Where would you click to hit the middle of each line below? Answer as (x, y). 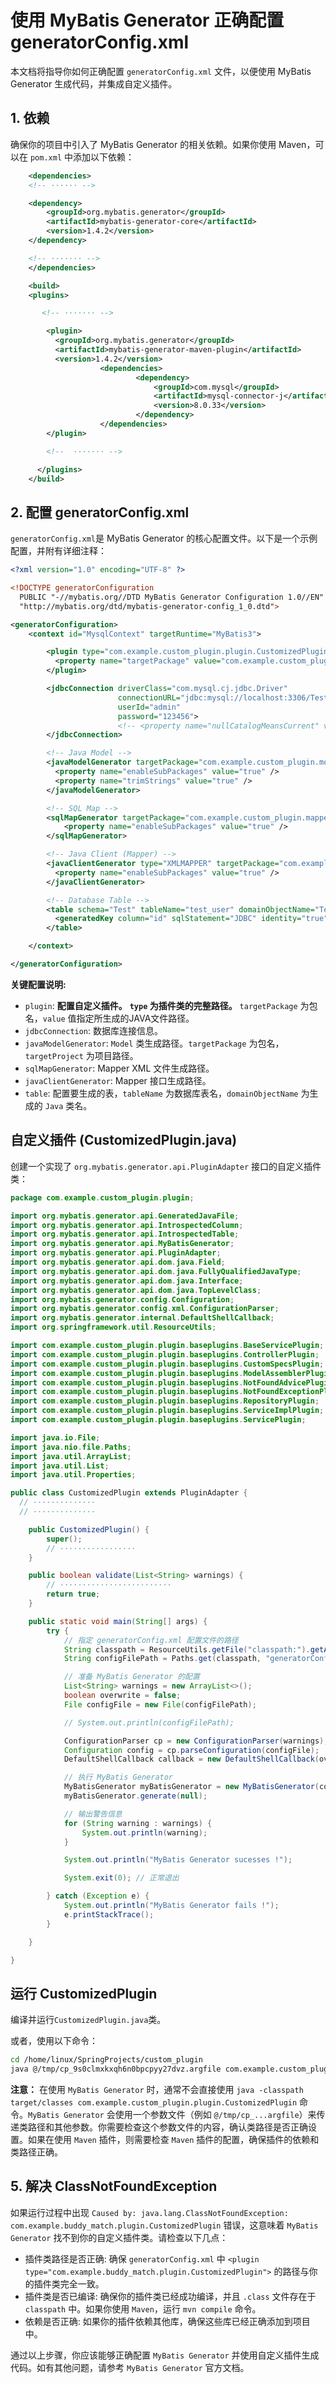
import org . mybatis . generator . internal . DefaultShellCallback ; (142, 1318)
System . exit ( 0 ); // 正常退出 (121, 1878)
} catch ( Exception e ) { (98, 1896)
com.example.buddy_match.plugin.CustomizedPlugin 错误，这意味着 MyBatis (164, 2225)
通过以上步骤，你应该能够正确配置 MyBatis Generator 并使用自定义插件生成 (165, 2355)
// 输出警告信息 (93, 1814)
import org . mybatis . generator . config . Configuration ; (122, 1299)
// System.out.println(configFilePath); (149, 1722)
